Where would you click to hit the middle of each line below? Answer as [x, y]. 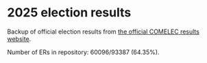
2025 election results [69, 13]
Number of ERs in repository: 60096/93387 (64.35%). [83, 52]
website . [19, 38]
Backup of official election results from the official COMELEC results [103, 32]
